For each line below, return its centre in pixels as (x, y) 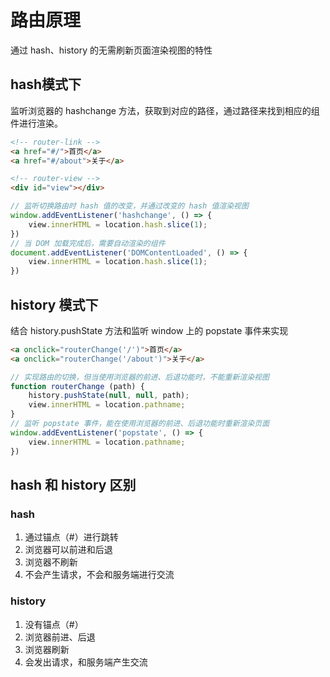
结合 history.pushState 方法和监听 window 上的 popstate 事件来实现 (149, 330)
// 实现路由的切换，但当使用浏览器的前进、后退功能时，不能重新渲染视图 (140, 377)
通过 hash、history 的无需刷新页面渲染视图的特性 (111, 50)
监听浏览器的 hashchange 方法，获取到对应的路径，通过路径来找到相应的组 (165, 110)
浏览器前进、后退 (60, 637)
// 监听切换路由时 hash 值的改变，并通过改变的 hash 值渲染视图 (129, 206)
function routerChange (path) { (77, 386)
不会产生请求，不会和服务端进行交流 (99, 575)
